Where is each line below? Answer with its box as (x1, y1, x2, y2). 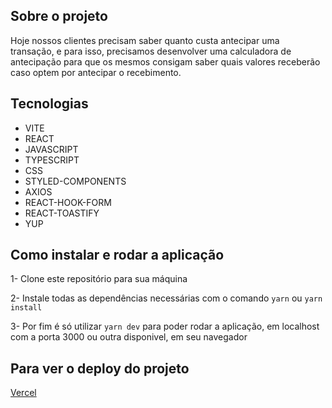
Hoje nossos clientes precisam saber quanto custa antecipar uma (10, 34, 280, 46)
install (10, 303, 43, 313)
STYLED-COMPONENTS (24, 175, 127, 187)
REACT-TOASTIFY (24, 207, 100, 219)
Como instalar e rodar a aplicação (10, 247, 225, 264)
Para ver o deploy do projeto (10, 360, 190, 377)
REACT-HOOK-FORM (24, 196, 112, 208)
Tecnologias (10, 95, 89, 113)
